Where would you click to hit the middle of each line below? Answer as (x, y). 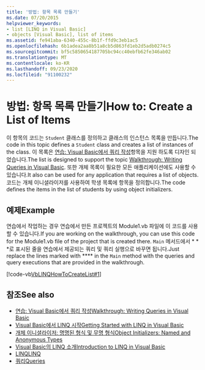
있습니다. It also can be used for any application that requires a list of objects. (102, 175)
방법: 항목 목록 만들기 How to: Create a (99, 107)
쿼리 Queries (30, 361)
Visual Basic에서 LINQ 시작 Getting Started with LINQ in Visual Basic (99, 325)
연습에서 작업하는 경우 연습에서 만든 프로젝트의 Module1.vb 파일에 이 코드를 (97, 226)
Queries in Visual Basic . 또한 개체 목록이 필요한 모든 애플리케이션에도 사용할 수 (101, 167)
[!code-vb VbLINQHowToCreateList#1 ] (54, 274)
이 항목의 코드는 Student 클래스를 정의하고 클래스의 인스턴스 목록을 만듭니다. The (102, 138)
